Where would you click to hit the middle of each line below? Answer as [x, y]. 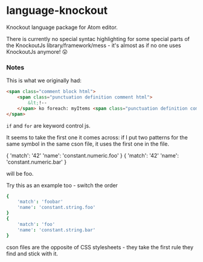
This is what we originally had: [44, 81]
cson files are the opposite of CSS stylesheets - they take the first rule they [100, 247]
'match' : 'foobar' [40, 202]
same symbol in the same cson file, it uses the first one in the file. [88, 144]
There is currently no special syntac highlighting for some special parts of [98, 39]
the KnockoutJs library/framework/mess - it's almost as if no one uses [94, 45]
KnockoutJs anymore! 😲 [37, 51]
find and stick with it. [32, 254]
